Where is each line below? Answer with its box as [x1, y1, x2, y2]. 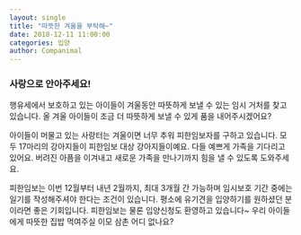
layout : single [9, 13, 66, 22]
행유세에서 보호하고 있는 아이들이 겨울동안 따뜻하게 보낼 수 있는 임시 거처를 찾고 [9, 100, 288, 110]
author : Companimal [9, 47, 83, 56]
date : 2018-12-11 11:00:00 [9, 30, 111, 39]
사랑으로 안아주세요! [9, 78, 92, 91]
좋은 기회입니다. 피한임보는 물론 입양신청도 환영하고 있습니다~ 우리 [32, 205, 267, 216]
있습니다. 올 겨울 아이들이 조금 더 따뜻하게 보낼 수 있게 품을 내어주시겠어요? [9, 111, 272, 122]
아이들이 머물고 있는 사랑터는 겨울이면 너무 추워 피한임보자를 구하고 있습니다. [9, 130, 279, 141]
